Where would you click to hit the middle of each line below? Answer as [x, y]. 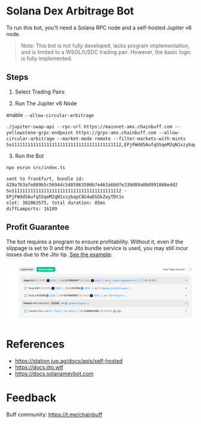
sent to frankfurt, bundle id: [45, 179]
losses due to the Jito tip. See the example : [59, 254]
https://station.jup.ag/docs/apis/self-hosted [68, 360]
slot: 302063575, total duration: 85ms [56, 203]
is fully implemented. [47, 58]
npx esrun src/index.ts [36, 167]
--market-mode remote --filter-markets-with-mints [121, 139]
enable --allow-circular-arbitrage [50, 115]
